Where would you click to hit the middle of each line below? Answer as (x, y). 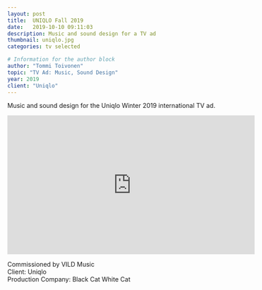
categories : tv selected (44, 47)
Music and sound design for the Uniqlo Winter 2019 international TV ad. (111, 106)
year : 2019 (23, 79)
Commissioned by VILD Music (51, 265)
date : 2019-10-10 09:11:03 (50, 27)
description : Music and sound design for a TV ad (82, 34)
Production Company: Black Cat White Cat (69, 279)
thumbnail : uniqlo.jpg (41, 40)
